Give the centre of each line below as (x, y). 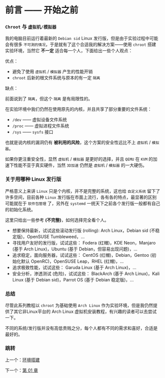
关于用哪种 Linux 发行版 (33, 179)
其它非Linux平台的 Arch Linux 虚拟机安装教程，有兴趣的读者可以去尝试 (85, 311)
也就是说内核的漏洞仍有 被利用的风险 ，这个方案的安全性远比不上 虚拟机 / (78, 142)
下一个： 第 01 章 (22, 371)
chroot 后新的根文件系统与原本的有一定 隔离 (56, 78)
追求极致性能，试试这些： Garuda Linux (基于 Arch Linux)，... (74, 267)
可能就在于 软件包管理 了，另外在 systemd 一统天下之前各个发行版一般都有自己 (83, 203)
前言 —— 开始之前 (42, 10)
